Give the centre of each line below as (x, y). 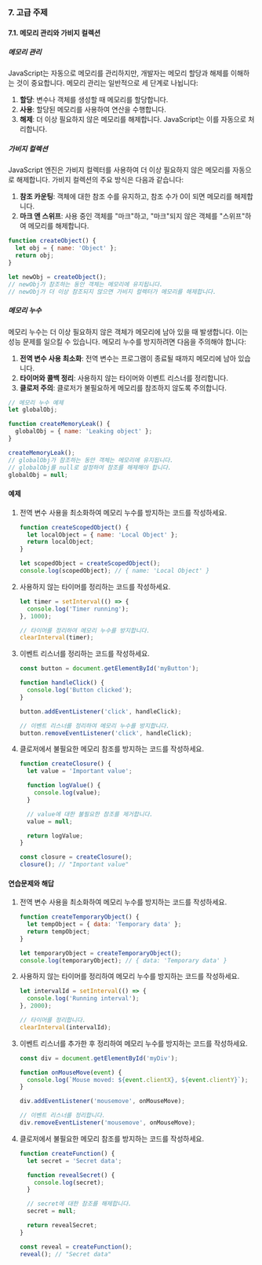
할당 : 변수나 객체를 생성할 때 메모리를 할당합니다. (94, 100)
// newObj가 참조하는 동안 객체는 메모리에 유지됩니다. (86, 284)
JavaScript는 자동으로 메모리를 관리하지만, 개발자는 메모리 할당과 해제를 (118, 73)
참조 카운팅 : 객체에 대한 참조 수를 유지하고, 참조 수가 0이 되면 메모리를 (126, 196)
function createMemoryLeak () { (59, 424)
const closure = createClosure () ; (76, 857)
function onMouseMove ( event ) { (71, 1072)
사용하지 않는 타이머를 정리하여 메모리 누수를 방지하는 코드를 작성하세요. (129, 977)
